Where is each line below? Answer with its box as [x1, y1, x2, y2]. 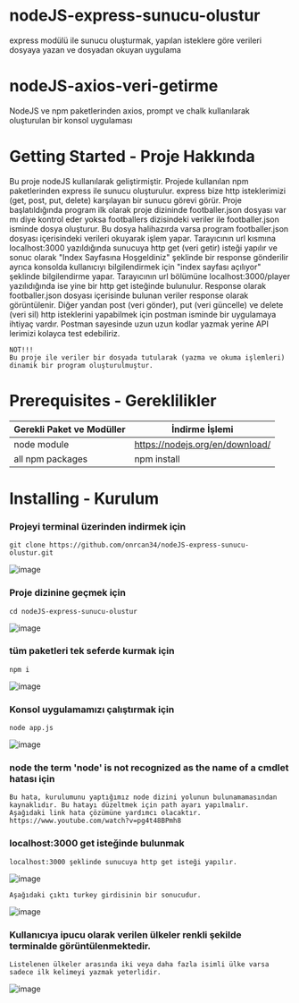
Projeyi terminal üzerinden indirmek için [9, 520, 186, 532]
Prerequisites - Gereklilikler [9, 391, 217, 411]
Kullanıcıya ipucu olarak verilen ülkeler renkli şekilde [9, 928, 242, 940]
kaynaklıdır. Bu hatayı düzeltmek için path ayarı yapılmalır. [9, 801, 250, 810]
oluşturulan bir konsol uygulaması [9, 115, 133, 125]
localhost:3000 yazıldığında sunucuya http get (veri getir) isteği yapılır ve [9, 242, 278, 253]
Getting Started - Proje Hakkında [9, 147, 256, 166]
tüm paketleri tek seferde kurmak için [9, 645, 175, 658]
